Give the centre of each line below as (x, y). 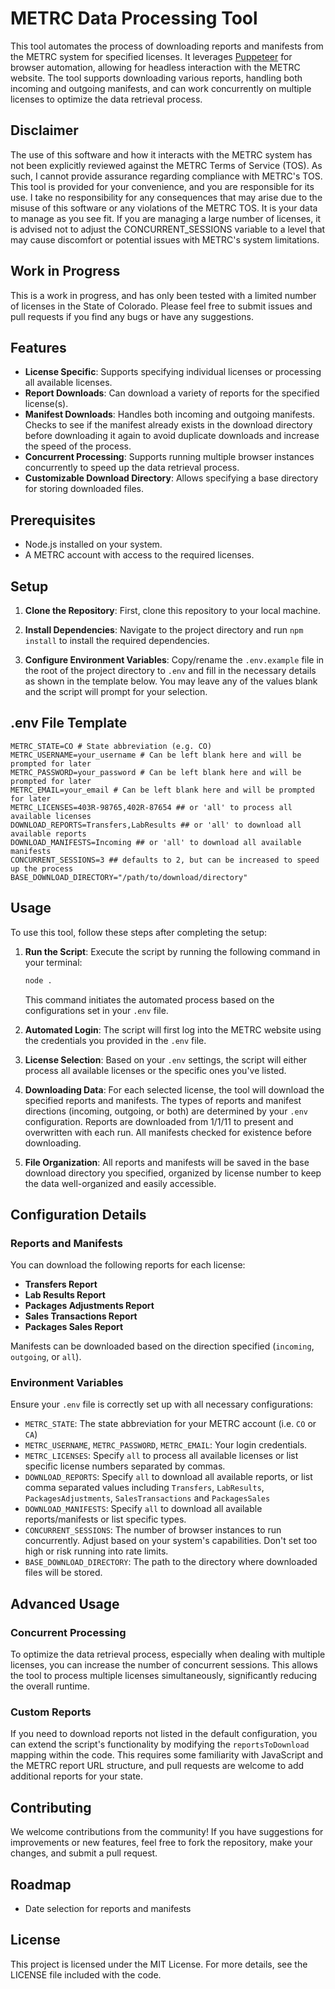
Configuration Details (78, 1214)
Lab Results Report (65, 1295)
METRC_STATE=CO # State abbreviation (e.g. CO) (111, 746)
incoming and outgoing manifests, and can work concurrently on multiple (161, 88)
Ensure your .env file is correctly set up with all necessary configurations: (162, 1404)
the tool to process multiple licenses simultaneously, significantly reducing (164, 1676)
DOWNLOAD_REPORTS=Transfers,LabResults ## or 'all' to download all (156, 825)
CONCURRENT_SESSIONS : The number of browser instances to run (153, 1530)
